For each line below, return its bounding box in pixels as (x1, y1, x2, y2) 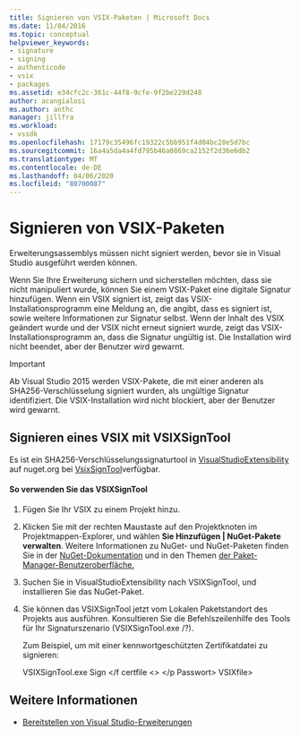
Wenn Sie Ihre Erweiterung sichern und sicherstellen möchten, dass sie (9, 275, 272, 286)
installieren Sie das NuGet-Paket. (21, 586, 145, 597)
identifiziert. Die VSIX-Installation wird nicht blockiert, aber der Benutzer (9, 395, 276, 406)
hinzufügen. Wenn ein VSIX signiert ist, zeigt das (9, 294, 190, 304)
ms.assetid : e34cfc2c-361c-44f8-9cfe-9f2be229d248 (9, 88, 202, 97)
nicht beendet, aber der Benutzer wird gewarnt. (9, 341, 185, 352)
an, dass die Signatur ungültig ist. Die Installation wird (93, 332, 292, 343)
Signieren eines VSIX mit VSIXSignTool (9, 431, 231, 446)
